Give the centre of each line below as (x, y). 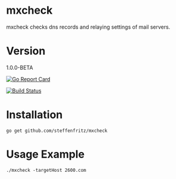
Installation (34, 115)
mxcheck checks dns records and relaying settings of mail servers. (88, 27)
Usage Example (45, 154)
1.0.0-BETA (20, 67)
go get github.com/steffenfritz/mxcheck (57, 131)
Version (26, 51)
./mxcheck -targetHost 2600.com (46, 170)
